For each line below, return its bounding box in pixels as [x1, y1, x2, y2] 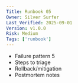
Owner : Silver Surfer [6, 14, 60, 20]
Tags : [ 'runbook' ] [6, 36, 51, 42]
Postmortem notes [14, 72, 60, 78]
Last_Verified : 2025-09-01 [6, 20, 73, 25]
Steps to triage [14, 59, 51, 66]
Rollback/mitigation [14, 65, 62, 72]
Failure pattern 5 [14, 53, 55, 59]
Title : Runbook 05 [6, 8, 51, 15]
